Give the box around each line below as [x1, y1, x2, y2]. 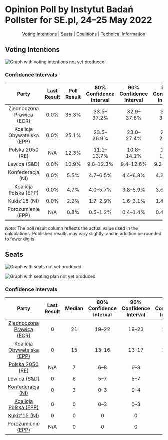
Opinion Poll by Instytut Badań [5, 4, 134, 15]
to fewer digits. [5, 236, 36, 242]
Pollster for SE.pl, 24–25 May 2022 [5, 14, 152, 26]
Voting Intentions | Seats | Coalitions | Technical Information [22, 31, 146, 37]
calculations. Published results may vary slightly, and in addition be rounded [5, 231, 162, 237]
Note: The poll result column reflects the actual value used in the [5, 225, 138, 231]
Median [65, 305, 84, 312]
